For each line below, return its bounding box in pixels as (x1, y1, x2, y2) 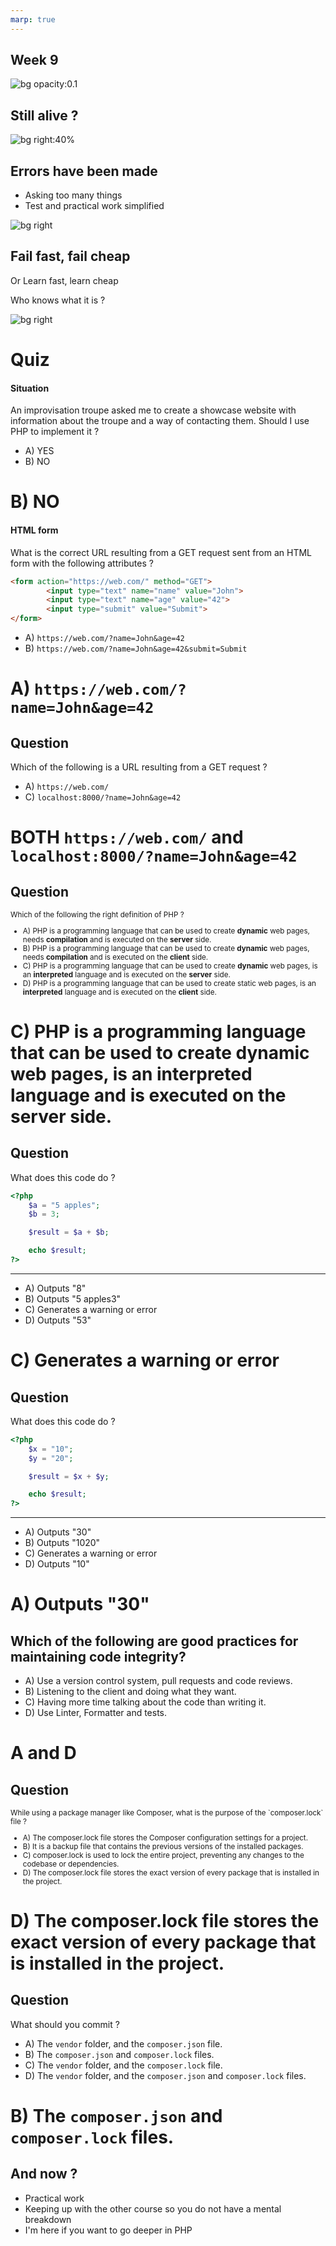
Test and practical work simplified (24, 200, 165, 212)
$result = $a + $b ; (28, 1227, 110, 1238)
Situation (10, 382, 50, 394)
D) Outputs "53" (24, 1314, 92, 1326)
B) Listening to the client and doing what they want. (24, 1686, 237, 1698)
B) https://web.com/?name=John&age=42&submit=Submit (24, 642, 248, 655)
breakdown (24, 2213, 72, 2225)
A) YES (24, 445, 55, 457)
